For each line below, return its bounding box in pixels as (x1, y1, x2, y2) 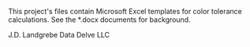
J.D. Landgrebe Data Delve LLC (8, 31, 110, 39)
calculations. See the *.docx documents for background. (8, 15, 191, 24)
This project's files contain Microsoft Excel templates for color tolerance (8, 7, 242, 16)
